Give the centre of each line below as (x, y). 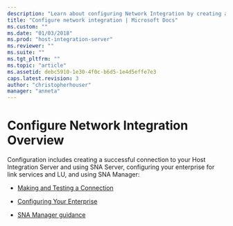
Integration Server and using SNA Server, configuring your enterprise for (111, 167)
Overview (36, 140)
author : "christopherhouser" (49, 85)
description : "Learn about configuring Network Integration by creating (114, 14)
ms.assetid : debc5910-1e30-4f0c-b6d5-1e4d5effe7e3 (82, 72)
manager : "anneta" (34, 91)
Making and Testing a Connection (65, 188)
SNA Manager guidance (51, 215)
